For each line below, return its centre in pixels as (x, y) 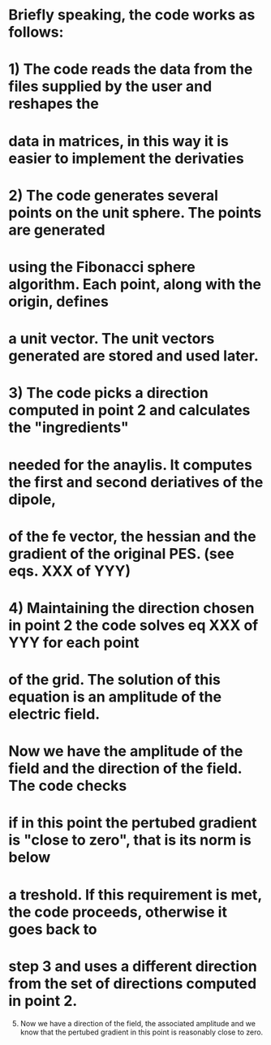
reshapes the (54, 104)
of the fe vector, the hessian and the (133, 536)
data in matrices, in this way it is (119, 141)
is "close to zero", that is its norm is (130, 840)
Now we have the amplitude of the (126, 751)
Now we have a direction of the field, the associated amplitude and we (138, 1023)
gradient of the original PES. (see (121, 553)
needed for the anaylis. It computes (131, 465)
